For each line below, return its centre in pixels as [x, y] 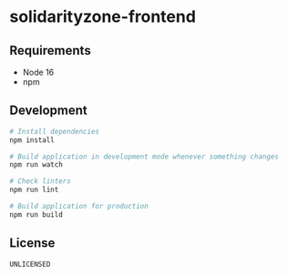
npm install [32, 140]
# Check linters [40, 181]
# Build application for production [79, 207]
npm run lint [34, 190]
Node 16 [38, 72]
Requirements [50, 51]
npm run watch [36, 165]
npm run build [36, 215]
